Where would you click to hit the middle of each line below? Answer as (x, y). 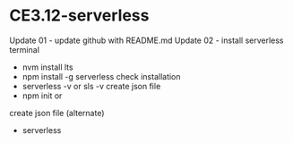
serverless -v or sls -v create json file (91, 86)
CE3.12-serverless (79, 16)
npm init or (42, 96)
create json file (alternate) (57, 113)
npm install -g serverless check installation (101, 76)
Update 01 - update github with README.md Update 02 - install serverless (146, 40)
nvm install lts (47, 67)
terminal (25, 49)
